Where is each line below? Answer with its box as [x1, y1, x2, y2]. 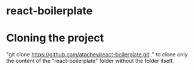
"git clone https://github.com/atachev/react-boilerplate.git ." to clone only [6, 51, 188, 58]
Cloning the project [6, 31, 104, 45]
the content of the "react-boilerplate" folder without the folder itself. [6, 58, 174, 65]
